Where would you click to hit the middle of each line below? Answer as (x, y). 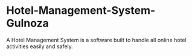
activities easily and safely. (40, 46)
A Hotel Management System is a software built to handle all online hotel (96, 40)
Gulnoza (28, 23)
